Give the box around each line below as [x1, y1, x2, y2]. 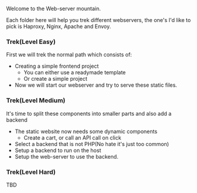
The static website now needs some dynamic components [14, 128, 158, 135]
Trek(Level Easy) [6, 37, 56, 46]
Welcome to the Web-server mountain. [6, 5, 101, 12]
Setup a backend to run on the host [14, 147, 101, 154]
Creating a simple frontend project [14, 62, 99, 70]
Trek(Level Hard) [6, 167, 56, 176]
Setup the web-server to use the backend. [14, 153, 119, 160]
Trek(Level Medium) [6, 96, 66, 105]
